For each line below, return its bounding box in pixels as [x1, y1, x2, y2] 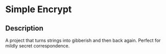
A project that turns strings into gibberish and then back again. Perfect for [5, 37, 161, 43]
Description [5, 24, 43, 33]
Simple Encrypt [5, 4, 72, 15]
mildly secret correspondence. [5, 43, 70, 49]
